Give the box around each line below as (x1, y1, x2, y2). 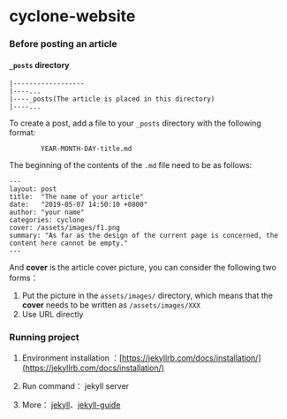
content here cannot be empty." (9, 239, 128, 248)
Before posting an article (9, 38, 117, 50)
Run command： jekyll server (21, 380, 130, 391)
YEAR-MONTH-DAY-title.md (41, 144, 132, 154)
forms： (9, 272, 39, 284)
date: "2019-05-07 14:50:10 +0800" (9, 201, 148, 209)
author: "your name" (9, 208, 86, 217)
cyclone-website (9, 6, 136, 27)
